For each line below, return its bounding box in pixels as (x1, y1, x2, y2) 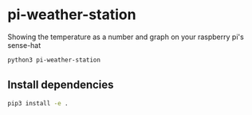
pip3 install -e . (7, 99, 69, 107)
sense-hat (7, 40, 41, 50)
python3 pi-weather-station (7, 56, 101, 64)
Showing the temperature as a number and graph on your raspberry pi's (7, 32, 244, 42)
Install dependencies (7, 78, 114, 92)
